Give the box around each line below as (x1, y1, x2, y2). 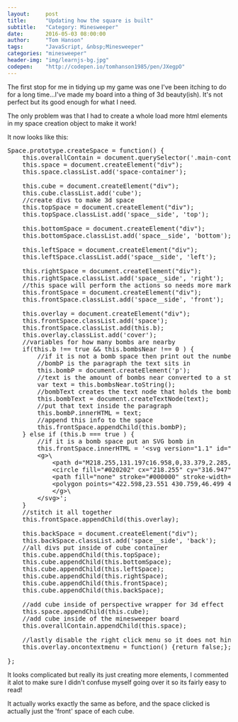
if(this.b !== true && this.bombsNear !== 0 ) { (22, 345, 195, 353)
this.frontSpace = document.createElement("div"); (22, 288, 202, 296)
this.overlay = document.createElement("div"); (22, 309, 191, 318)
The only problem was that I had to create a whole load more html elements (7, 111, 228, 120)
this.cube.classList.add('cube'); (22, 189, 142, 197)
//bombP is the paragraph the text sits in (37, 359, 191, 367)
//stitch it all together (22, 508, 113, 516)
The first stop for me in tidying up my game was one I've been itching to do (7, 82, 227, 91)
